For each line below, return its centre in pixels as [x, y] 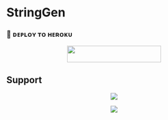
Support [24, 80]
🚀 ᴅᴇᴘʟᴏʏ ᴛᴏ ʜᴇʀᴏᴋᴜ [40, 34]
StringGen [36, 13]
